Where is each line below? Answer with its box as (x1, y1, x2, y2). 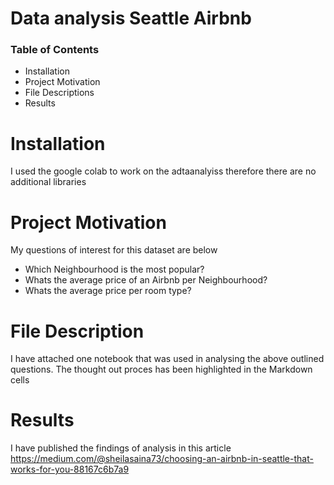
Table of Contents (10, 43, 100, 57)
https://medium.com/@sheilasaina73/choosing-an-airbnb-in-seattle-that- (10, 453, 314, 465)
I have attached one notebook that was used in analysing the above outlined (10, 353, 325, 365)
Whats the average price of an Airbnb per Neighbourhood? (24, 274, 268, 286)
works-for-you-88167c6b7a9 (10, 463, 130, 476)
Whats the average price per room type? (24, 285, 192, 297)
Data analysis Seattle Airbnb (10, 7, 252, 30)
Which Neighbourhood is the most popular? (24, 263, 205, 276)
